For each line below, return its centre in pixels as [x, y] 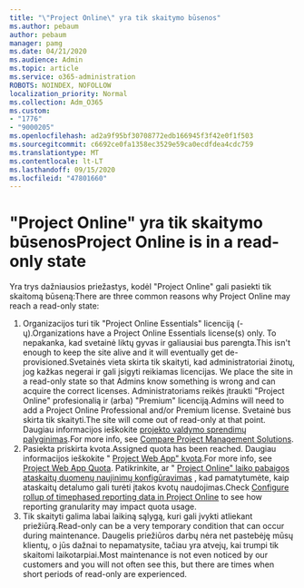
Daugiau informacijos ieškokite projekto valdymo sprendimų [134, 430]
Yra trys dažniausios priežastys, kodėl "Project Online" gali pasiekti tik [141, 287]
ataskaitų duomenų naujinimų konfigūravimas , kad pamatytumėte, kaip [156, 478]
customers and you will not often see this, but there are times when [148, 564]
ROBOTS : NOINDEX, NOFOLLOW [60, 85]
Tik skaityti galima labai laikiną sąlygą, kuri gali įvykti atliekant [137, 516]
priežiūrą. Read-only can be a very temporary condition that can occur [153, 526]
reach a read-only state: [54, 306]
